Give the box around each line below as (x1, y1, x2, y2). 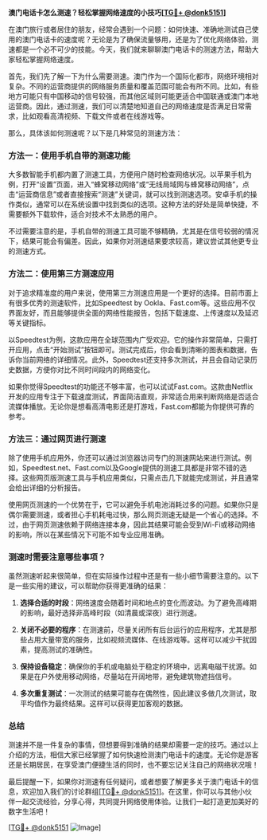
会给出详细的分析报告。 (8, 482, 85, 493)
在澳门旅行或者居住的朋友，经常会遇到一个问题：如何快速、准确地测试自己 (8, 25, 252, 34)
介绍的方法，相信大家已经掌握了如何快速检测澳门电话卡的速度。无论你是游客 (8, 750, 259, 760)
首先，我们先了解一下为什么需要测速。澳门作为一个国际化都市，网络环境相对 (8, 72, 259, 80)
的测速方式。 (8, 246, 50, 256)
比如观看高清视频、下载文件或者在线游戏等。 (21, 112, 168, 120)
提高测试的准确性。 (33, 645, 97, 654)
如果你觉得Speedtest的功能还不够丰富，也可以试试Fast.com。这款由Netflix (8, 382, 253, 391)
